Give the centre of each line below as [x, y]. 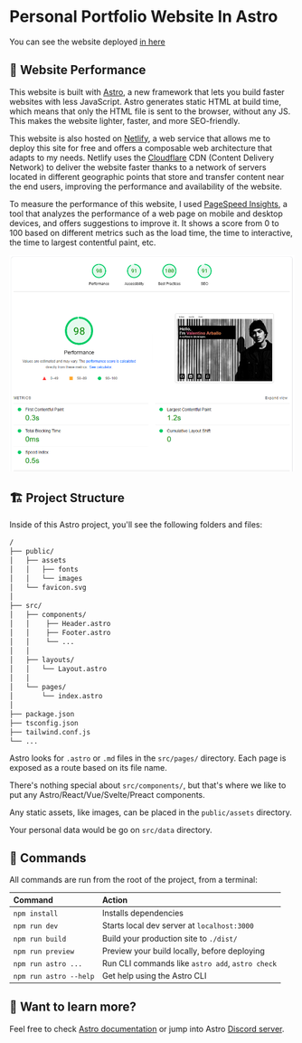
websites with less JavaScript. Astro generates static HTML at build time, [146, 101]
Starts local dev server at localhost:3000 [179, 925]
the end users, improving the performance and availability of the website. [146, 186]
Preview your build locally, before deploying [184, 951]
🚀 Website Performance [78, 70]
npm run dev [36, 926]
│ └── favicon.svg [48, 587]
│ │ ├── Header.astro [60, 623]
